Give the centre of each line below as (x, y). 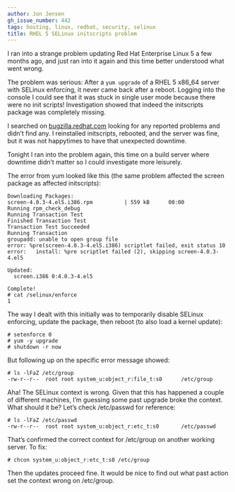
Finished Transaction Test (47, 221)
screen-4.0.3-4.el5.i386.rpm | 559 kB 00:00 (96, 203)
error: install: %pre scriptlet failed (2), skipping (91, 252)
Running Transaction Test (45, 215)
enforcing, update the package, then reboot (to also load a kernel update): (115, 322)
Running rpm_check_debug (44, 209)
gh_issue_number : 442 (39, 20)
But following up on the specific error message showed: (89, 360)
